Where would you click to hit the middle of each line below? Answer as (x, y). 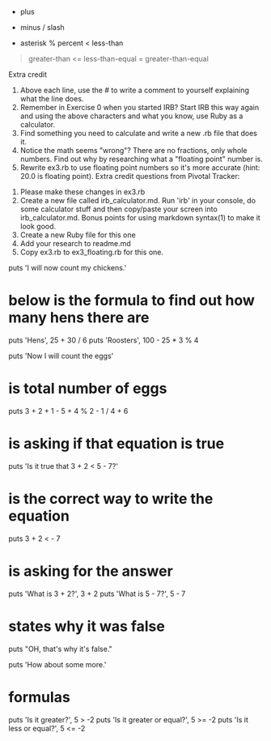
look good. (38, 226)
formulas (39, 697)
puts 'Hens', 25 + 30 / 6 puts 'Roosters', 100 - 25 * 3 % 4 (104, 340)
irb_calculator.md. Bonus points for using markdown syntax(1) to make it (140, 217)
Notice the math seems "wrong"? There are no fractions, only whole (134, 150)
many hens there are (79, 318)
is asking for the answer (91, 571)
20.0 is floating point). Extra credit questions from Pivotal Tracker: (130, 176)
